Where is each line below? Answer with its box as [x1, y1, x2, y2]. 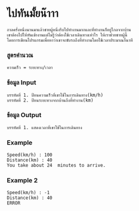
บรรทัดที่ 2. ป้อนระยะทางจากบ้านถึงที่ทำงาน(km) [7, 97, 94, 103]
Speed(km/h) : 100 [7, 152, 52, 158]
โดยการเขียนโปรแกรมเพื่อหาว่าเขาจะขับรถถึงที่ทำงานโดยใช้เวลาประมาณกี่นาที [7, 37, 133, 43]
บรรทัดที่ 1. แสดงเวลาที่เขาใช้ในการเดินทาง [7, 124, 82, 130]
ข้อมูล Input [7, 78, 36, 87]
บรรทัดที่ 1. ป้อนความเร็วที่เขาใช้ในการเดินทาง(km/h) [7, 92, 104, 98]
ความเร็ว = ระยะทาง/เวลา [7, 65, 53, 71]
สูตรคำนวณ [7, 51, 33, 59]
